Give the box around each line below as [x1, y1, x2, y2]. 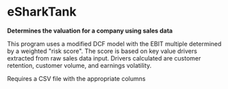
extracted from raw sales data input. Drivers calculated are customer [7, 54, 201, 62]
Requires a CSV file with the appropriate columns [7, 74, 146, 82]
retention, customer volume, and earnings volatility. [7, 61, 152, 69]
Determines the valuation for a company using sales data [7, 26, 173, 35]
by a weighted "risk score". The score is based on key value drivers [7, 47, 197, 55]
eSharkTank [7, 4, 77, 20]
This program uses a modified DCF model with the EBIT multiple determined [7, 39, 222, 48]
